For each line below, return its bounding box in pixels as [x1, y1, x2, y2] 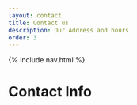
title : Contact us [8, 19, 69, 27]
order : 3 [8, 33, 37, 42]
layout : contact [8, 11, 62, 20]
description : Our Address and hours [8, 26, 129, 34]
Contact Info [8, 83, 93, 101]
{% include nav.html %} [8, 55, 86, 65]
